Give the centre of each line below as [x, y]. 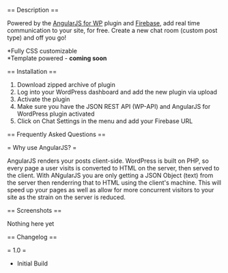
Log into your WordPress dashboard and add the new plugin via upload [117, 92]
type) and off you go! [37, 38]
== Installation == [32, 71]
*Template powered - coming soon [57, 58]
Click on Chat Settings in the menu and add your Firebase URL [105, 121]
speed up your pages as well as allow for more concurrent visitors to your [111, 190]
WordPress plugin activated [56, 114]
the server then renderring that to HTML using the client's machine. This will [114, 183]
